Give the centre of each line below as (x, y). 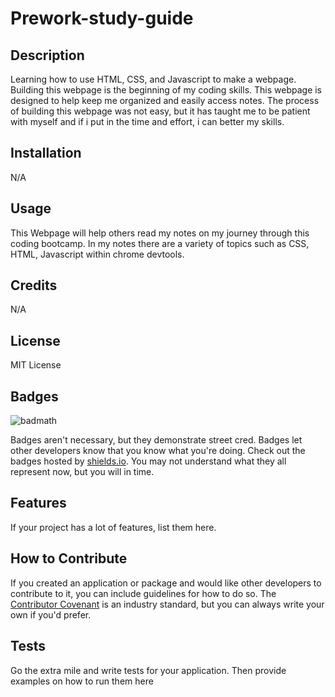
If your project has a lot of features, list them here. (113, 527)
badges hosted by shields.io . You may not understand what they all (148, 461)
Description (47, 55)
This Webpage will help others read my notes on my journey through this (160, 233)
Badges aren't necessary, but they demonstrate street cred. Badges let (156, 440)
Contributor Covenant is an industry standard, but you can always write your (167, 604)
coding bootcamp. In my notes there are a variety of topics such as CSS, (160, 243)
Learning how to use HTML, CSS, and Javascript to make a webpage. (153, 79)
